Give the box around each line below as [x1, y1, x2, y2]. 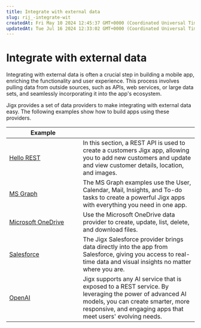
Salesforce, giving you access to [83, 250, 175, 259]
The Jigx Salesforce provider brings [83, 235, 184, 244]
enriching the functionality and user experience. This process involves [6, 77, 179, 84]
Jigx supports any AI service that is [83, 275, 182, 283]
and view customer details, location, [83, 161, 184, 169]
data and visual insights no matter [96, 258, 191, 266]
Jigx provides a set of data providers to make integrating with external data [6, 102, 191, 109]
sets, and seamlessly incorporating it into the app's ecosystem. [6, 90, 162, 98]
